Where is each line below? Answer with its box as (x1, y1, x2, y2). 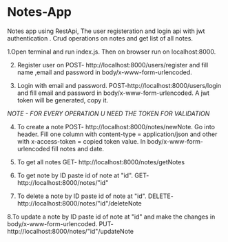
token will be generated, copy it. (17, 96, 109, 104)
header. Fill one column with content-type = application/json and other (17, 130, 218, 138)
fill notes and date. (51, 144, 105, 153)
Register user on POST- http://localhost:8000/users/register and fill (17, 60, 209, 69)
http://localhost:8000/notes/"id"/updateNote (7, 227, 134, 235)
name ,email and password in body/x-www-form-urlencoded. (17, 68, 193, 76)
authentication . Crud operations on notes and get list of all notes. (7, 34, 194, 42)
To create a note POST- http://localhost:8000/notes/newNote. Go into (17, 122, 216, 131)
